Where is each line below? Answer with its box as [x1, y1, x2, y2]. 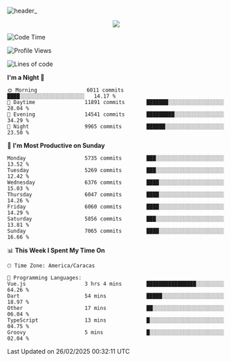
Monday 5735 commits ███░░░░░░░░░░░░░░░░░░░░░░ [7, 155, 225, 162]
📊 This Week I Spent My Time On [7, 246, 105, 255]
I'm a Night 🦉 [7, 74, 45, 81]
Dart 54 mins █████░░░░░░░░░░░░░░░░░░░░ [7, 293, 225, 300]
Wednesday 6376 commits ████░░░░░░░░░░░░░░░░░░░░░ [7, 179, 225, 186]
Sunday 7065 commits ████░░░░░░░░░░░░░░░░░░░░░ [7, 227, 225, 234]
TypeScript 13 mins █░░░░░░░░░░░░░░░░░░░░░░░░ [7, 317, 225, 324]
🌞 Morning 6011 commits [7, 87, 124, 94]
